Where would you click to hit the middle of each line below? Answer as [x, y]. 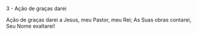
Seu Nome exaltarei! [31, 26]
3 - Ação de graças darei [36, 8]
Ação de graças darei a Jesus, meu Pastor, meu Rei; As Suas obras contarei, [99, 20]
